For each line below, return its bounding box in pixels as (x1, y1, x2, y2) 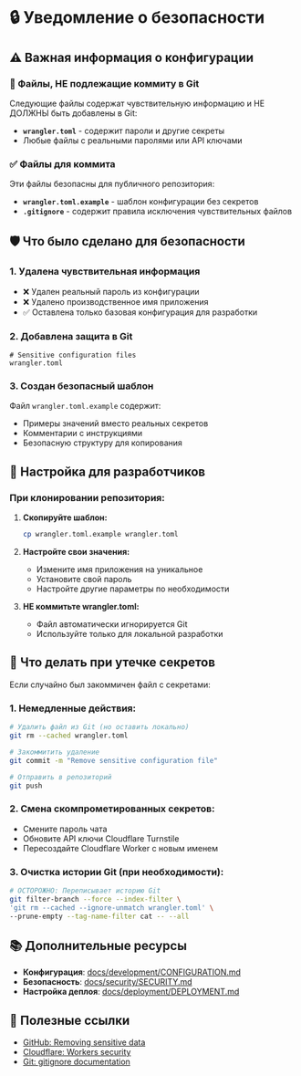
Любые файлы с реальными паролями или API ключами (22, 134, 244, 146)
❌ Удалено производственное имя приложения (22, 296, 209, 307)
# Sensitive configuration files (9, 350, 137, 360)
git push (9, 781, 43, 790)
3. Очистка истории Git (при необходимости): (9, 865, 224, 878)
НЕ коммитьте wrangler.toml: (22, 601, 140, 612)
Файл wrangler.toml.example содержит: (9, 401, 161, 412)
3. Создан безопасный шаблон (9, 380, 154, 392)
